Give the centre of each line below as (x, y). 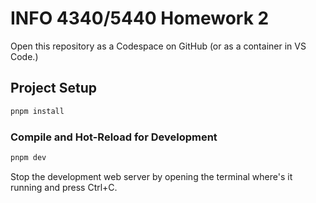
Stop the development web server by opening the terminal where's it (151, 176)
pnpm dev (28, 157)
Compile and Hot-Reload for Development (114, 137)
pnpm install (37, 111)
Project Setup (54, 88)
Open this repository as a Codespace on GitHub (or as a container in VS (158, 46)
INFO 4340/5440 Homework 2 (140, 18)
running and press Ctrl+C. (64, 187)
